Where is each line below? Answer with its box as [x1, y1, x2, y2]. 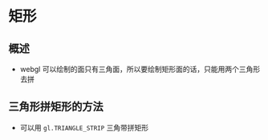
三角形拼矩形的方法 [8, 100, 104, 114]
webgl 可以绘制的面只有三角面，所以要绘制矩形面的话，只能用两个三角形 [19, 65, 261, 74]
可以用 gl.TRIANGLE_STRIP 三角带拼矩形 [19, 122, 149, 132]
